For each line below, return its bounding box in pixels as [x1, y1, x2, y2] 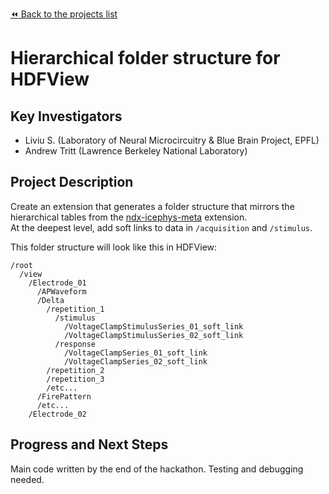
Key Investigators [10, 108, 123, 125]
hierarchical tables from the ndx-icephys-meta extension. [10, 211, 248, 223]
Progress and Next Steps [10, 436, 169, 453]
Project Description [10, 174, 134, 191]
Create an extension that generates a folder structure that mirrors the [10, 200, 295, 212]
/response [54, 339, 97, 349]
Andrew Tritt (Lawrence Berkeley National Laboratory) [24, 145, 248, 157]
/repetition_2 [46, 365, 105, 375]
